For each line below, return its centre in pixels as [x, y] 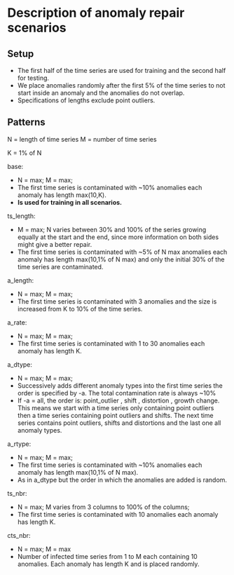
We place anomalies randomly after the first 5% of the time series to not [121, 85]
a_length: [21, 280]
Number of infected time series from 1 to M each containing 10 [107, 556]
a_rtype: [19, 444]
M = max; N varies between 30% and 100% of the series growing [112, 229]
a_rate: [17, 322]
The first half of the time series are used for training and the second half [122, 70]
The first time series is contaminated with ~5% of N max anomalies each [122, 252]
